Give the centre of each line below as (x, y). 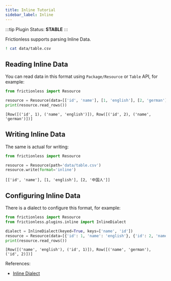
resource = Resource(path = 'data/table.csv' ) (53, 165)
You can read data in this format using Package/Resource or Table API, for (81, 76)
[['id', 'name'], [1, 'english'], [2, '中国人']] (58, 180)
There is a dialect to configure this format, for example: (63, 208)
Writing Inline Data (35, 135)
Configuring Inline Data (43, 196)
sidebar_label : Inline (29, 15)
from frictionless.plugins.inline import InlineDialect (66, 222)
